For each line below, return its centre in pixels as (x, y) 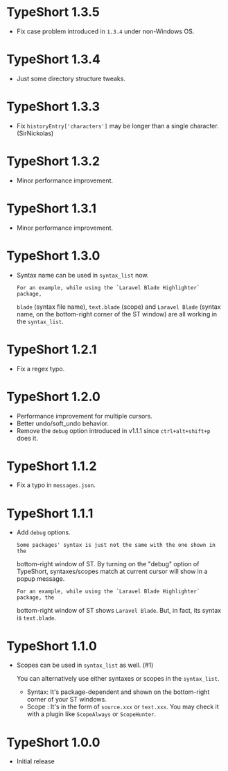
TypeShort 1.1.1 (50, 513)
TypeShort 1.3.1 (52, 208)
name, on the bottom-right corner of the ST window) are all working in (117, 314)
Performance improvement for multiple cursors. (85, 416)
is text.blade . (36, 618)
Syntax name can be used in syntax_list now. (82, 275)
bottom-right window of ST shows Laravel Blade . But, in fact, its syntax (119, 611)
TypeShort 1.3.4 (54, 59)
